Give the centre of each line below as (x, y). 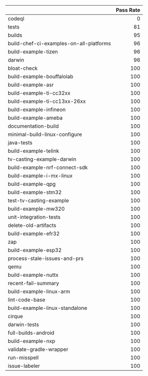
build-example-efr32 (34, 234)
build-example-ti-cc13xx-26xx (47, 101)
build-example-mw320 (36, 209)
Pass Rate (128, 10)
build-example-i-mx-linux (40, 176)
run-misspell (23, 357)
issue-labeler (24, 366)
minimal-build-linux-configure (45, 134)
